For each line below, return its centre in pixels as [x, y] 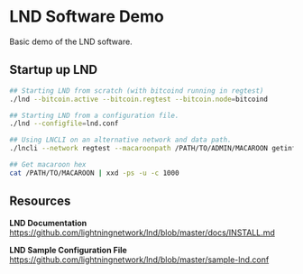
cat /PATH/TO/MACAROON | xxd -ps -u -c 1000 [94, 173]
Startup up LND [54, 70]
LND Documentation [48, 223]
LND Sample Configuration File [69, 250]
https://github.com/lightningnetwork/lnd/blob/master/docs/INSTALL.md [142, 233]
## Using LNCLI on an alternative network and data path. [120, 140]
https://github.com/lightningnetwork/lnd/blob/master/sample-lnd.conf [139, 260]
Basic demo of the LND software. [71, 41]
